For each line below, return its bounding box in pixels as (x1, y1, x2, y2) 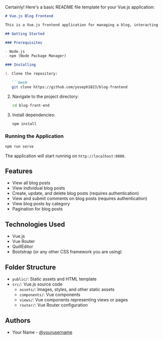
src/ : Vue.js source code (12, 281, 62, 287)
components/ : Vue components (19, 291, 81, 298)
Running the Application (5, 133, 64, 140)
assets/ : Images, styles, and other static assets (19, 287, 115, 292)
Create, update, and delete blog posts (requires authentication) (12, 191, 139, 196)
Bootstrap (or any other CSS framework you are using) (12, 249, 122, 255)
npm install (12, 121, 37, 126)
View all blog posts (12, 180, 50, 186)
